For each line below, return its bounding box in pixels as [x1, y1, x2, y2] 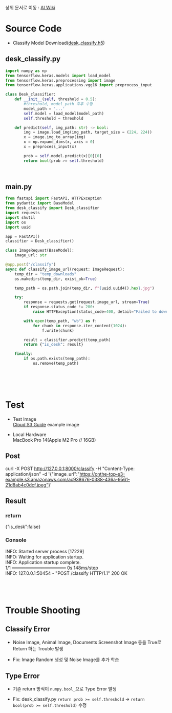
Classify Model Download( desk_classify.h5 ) [12, 40, 105, 46]
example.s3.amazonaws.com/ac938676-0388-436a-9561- [5, 476, 131, 482]
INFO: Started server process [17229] [5, 548, 84, 554]
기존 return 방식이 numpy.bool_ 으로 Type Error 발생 [12, 686, 117, 692]
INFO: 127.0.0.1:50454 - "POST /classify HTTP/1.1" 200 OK [5, 570, 128, 576]
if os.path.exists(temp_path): [24, 356, 91, 361]
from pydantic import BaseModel [5, 201, 74, 206]
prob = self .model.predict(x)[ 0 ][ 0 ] [24, 153, 102, 158]
